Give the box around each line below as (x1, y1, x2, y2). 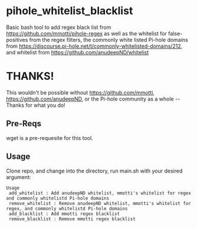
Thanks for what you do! (6, 102, 66, 109)
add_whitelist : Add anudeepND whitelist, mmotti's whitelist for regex (8, 190, 192, 196)
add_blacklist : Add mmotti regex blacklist (8, 211, 120, 217)
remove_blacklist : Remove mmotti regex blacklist (8, 216, 136, 222)
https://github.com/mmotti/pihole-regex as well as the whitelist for (6, 30, 167, 37)
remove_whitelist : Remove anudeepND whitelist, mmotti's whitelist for (8, 200, 192, 206)
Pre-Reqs (6, 119, 42, 129)
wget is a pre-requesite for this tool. (6, 134, 93, 141)
